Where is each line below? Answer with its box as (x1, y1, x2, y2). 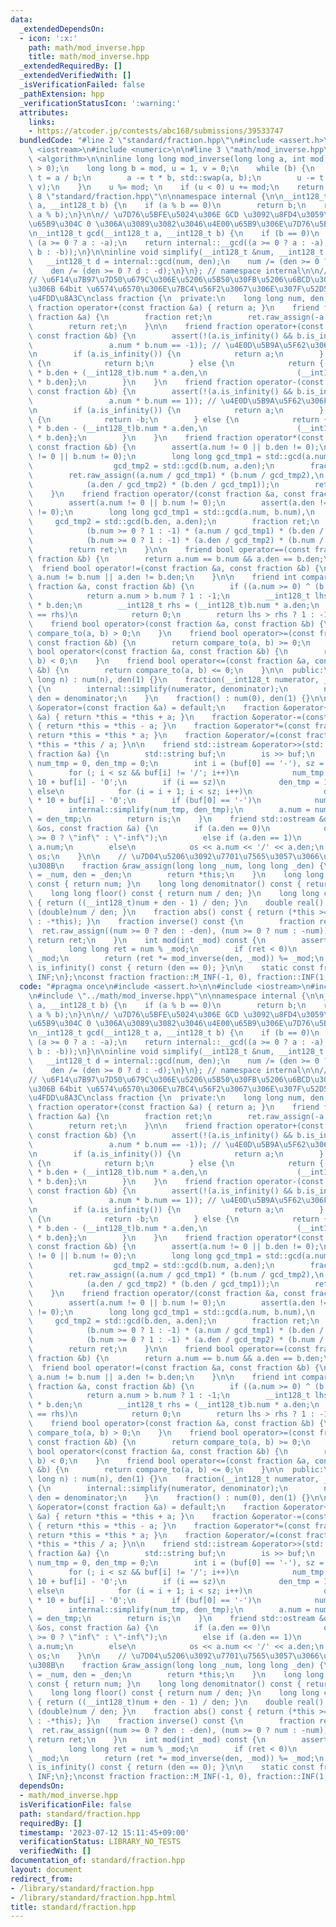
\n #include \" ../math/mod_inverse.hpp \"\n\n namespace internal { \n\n (28, 991, 325, 1001)
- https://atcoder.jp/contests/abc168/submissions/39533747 (28, 126, 284, 136)
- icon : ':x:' (19, 33, 78, 43)
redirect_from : (10, 1874, 74, 1884)
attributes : (19, 107, 70, 118)
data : (10, 14, 33, 25)
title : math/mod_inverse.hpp (28, 52, 150, 62)
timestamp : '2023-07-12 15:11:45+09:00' (19, 1827, 190, 1838)
